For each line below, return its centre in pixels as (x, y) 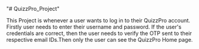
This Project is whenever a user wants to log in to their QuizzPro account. (98, 20)
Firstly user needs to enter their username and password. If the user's (94, 27)
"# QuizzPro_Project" (33, 9)
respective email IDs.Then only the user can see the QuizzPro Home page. (100, 40)
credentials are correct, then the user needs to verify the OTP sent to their (99, 33)
